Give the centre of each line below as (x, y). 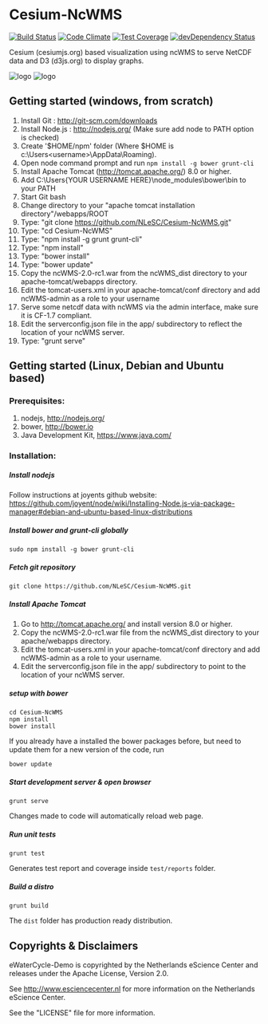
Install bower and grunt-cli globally (69, 530)
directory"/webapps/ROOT (65, 214)
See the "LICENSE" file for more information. (82, 1012)
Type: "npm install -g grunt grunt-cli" (81, 239)
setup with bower (39, 693)
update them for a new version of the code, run (87, 750)
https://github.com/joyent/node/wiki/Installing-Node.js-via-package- (122, 503)
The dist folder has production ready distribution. (91, 921)
